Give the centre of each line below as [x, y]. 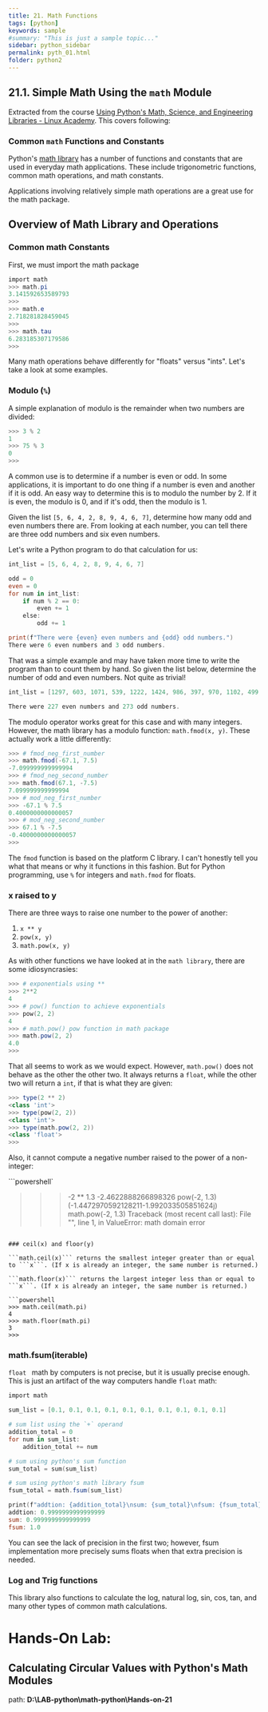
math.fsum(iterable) [48, 1356]
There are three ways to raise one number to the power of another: [118, 913]
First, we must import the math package [74, 265]
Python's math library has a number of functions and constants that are [126, 158]
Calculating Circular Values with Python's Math [128, 1668]
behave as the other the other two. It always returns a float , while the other [133, 1075]
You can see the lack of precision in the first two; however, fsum [114, 1543]
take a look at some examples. [58, 370]
